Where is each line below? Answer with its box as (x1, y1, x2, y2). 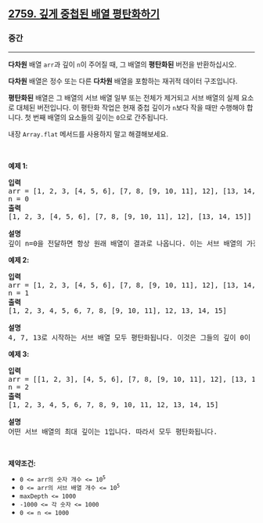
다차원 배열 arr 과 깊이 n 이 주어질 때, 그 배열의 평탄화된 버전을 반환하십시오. (8, 60, 237, 69)
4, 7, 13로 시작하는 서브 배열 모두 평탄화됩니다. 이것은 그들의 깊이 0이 (8, 332, 251, 342)
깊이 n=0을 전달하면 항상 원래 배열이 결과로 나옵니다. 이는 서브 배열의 (8, 238, 243, 248)
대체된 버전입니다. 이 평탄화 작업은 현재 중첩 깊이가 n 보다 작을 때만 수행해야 (16, 103, 245, 112)
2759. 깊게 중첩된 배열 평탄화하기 (8, 7, 160, 21)
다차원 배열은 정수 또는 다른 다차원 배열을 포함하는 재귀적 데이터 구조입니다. (8, 76, 238, 85)
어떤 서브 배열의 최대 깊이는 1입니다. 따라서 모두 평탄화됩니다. (8, 427, 218, 436)
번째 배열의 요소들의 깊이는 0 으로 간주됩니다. (32, 112, 168, 122)
